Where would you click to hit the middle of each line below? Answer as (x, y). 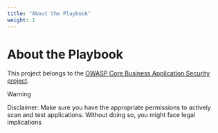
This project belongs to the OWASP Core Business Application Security (108, 73)
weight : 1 (21, 20)
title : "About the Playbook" (49, 14)
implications (25, 123)
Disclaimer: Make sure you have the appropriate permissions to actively (109, 107)
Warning (19, 94)
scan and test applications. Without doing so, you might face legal (101, 115)
